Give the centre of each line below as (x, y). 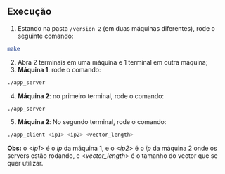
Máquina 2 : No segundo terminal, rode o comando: (92, 122)
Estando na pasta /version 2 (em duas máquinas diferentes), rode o (116, 28)
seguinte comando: (45, 36)
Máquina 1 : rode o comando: (59, 69)
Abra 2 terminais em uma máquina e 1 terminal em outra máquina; (112, 62)
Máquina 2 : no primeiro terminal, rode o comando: (90, 96)
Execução (30, 12)
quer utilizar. (25, 163)
